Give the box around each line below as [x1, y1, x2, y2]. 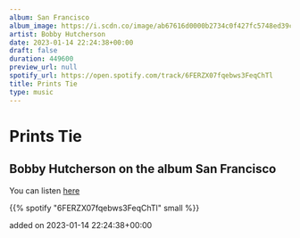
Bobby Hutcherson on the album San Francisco [9, 161, 277, 176]
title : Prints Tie [9, 79, 78, 88]
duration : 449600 [9, 54, 74, 63]
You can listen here [9, 185, 80, 196]
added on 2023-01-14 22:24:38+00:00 [9, 219, 153, 230]
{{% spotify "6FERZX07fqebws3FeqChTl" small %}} [9, 202, 200, 213]
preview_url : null [9, 63, 78, 72]
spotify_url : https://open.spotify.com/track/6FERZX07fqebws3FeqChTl [9, 71, 274, 80]
